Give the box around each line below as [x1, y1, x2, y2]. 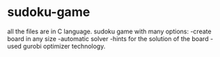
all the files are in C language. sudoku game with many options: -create [7, 27, 212, 35]
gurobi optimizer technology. [23, 42, 106, 50]
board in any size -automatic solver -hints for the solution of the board [7, 34, 209, 42]
